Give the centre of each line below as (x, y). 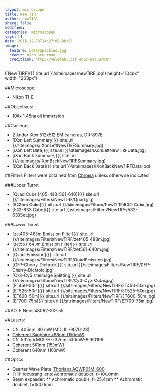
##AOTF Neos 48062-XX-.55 (35, 311)
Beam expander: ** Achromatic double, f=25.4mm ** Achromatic (77, 379)
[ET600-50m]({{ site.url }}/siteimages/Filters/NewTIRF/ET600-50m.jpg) (84, 296)
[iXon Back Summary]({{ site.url (44, 156)
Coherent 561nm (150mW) (38, 345)
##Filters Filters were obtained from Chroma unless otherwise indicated (77, 175)
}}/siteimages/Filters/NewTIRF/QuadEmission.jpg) (62, 260)
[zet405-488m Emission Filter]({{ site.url (53, 234)
